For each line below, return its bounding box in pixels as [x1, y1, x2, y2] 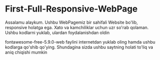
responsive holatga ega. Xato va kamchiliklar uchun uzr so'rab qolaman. [5, 24, 149, 30]
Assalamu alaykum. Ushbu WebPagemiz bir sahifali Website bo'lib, [5, 19, 138, 25]
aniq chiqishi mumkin [5, 49, 48, 55]
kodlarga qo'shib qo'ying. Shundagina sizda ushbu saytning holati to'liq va [5, 44, 154, 50]
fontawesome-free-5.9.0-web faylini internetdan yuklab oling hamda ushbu [5, 39, 156, 45]
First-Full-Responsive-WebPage [5, 3, 138, 15]
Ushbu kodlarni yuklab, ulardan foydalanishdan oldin [5, 30, 110, 35]
